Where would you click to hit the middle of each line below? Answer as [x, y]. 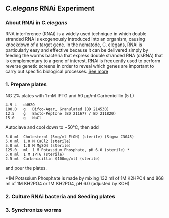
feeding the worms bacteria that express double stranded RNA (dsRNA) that [84, 55]
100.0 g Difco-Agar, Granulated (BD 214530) [57, 109]
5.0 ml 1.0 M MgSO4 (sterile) [38, 145]
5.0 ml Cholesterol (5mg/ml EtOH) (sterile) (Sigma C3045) [70, 137]
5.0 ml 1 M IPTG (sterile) [35, 154]
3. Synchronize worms [33, 210]
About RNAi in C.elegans [36, 23]
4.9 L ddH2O [20, 105]
